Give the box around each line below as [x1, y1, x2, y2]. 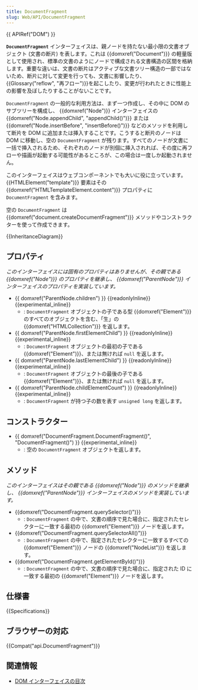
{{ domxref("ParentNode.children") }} [14, 295, 106, 302]
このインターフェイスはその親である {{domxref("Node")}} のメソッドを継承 [6, 482, 189, 489]
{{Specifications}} [6, 607, 50, 614]
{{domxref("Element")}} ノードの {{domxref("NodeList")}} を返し [23, 544, 182, 551]
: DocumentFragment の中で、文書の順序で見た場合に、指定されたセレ [23, 515, 190, 523]
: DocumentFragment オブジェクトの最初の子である [23, 343, 143, 350]
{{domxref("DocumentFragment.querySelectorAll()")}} [14, 529, 147, 536]
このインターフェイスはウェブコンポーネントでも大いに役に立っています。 [6, 171, 186, 178]
